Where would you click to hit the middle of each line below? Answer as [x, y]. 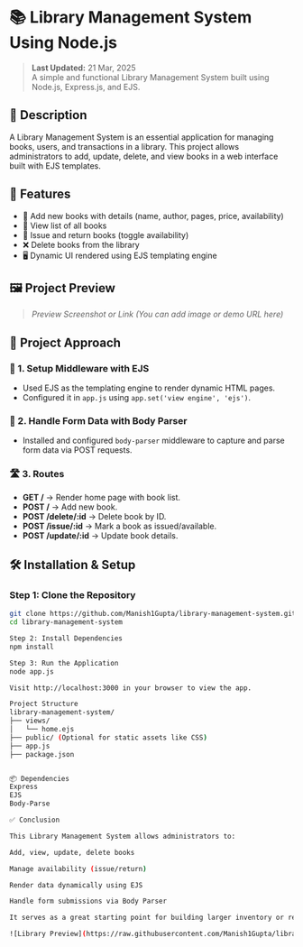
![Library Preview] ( [48, 934]
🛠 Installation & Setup [73, 565]
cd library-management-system [66, 622]
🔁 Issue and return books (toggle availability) [106, 234]
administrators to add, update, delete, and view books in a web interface [144, 156]
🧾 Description [48, 115]
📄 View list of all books [64, 225]
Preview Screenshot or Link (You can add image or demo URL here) [157, 314]
